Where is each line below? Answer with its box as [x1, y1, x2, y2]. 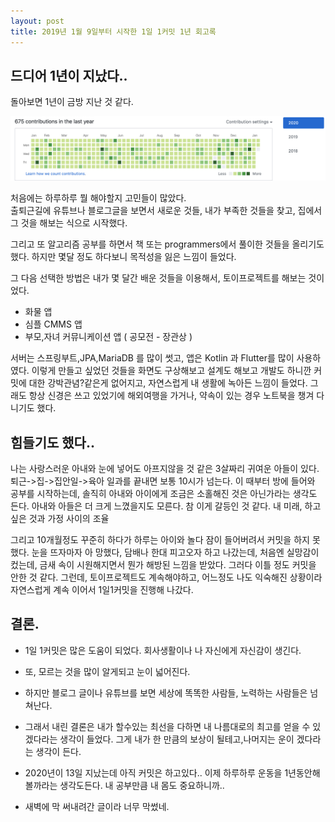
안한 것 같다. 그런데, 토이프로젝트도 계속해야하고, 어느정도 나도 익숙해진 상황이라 [10, 571, 323, 583]
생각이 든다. [35, 745, 82, 757]
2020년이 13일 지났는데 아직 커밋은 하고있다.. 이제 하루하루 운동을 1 [24, 766, 289, 779]
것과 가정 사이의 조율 [28, 512, 110, 524]
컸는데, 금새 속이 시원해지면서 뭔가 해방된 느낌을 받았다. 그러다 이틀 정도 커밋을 [10, 558, 317, 570]
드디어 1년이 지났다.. [10, 67, 128, 84]
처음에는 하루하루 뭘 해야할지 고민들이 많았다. [10, 192, 187, 204]
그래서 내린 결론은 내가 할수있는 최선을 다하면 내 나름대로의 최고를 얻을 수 [24, 720, 311, 732]
